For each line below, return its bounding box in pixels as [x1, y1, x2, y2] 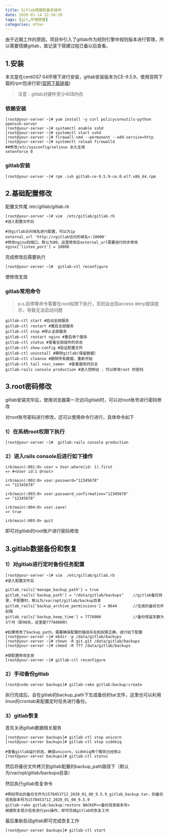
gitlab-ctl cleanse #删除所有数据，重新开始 [5, 356, 93, 361]
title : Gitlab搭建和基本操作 [5, 7, 62, 13]
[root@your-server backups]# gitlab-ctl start [5, 828, 106, 833]
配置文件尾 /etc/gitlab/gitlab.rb [5, 203, 70, 210]
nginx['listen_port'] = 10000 [5, 244, 70, 250]
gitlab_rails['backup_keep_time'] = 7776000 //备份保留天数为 [5, 614, 164, 619]
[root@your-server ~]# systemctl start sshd [5, 130, 101, 135]
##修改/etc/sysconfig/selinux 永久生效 [5, 145, 86, 150]
